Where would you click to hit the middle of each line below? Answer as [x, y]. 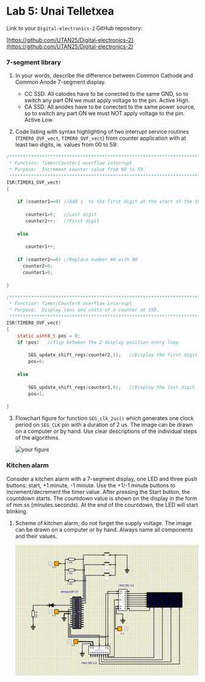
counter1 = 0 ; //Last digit [61, 215]
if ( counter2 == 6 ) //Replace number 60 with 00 [77, 260]
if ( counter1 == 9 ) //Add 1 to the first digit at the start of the [105, 202]
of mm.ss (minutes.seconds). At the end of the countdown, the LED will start [102, 504]
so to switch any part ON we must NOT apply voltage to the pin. [104, 114]
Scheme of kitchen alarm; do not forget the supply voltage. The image [103, 523]
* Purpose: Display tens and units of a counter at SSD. [84, 310]
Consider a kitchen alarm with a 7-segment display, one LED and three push [102, 479]
